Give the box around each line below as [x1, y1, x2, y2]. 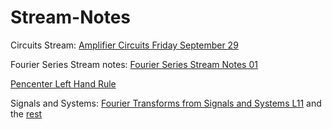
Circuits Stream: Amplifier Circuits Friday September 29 [10, 39, 239, 51]
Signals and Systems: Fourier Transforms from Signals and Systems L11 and [10, 97, 322, 109]
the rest [10, 107, 43, 120]
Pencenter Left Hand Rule [10, 77, 117, 90]
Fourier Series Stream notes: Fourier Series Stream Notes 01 [10, 58, 258, 70]
